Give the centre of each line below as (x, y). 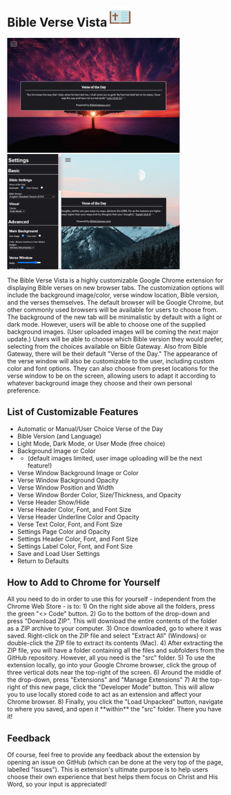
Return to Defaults (43, 561)
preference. (24, 390)
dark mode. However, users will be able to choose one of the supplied (107, 324)
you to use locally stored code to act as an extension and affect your (104, 695)
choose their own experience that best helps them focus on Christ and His (113, 777)
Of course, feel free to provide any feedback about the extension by (103, 755)
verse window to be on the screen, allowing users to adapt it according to (111, 376)
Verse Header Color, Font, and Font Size (74, 509)
